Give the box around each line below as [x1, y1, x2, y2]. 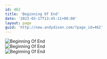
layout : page [5, 20, 32, 26]
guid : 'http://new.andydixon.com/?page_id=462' [5, 25, 104, 30]
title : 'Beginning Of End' [5, 12, 60, 16]
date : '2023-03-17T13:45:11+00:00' [5, 16, 77, 21]
